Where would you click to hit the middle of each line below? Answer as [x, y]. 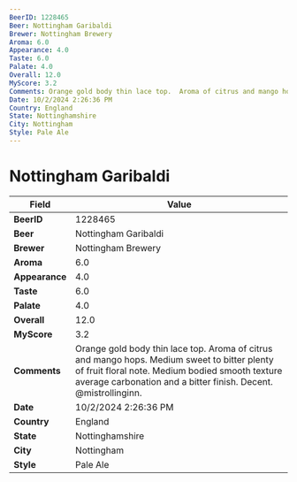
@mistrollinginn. [108, 393]
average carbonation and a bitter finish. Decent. [174, 381]
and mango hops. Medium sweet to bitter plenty [174, 359]
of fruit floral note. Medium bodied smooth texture [179, 371]
